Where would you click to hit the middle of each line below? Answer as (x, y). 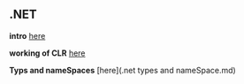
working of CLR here (47, 53)
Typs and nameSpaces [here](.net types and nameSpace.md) (122, 70)
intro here (27, 35)
